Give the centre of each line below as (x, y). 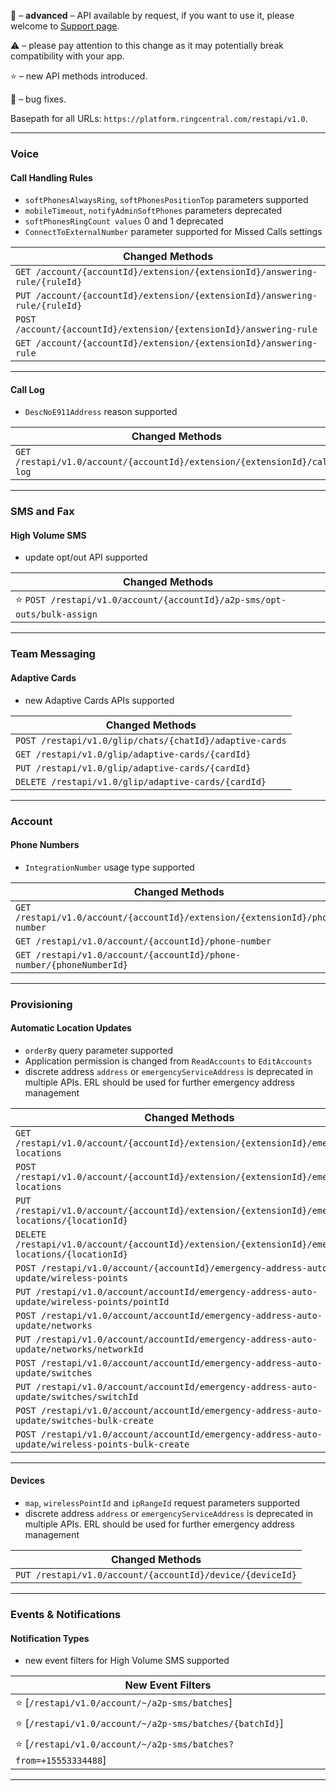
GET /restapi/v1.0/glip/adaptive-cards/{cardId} (133, 754)
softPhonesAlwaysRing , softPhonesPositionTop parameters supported (166, 200)
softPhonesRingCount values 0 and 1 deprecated (124, 221)
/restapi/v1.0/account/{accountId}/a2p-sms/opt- (168, 600)
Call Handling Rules (51, 177)
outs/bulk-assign (56, 614)
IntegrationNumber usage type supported (109, 867)
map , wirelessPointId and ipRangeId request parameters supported (162, 1503)
